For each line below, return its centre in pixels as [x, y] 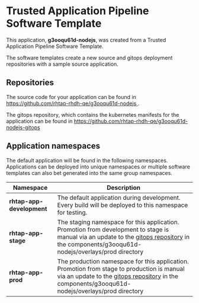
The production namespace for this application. [123, 261]
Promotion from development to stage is [113, 229]
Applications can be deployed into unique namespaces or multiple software [98, 167]
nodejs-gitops [23, 127]
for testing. [72, 212]
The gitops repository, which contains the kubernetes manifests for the [93, 114]
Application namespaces [53, 146]
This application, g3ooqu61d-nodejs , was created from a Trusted [86, 40]
